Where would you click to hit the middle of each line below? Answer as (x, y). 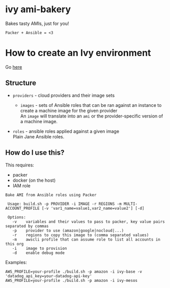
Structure (21, 83)
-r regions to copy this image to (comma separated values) (80, 235)
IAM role (21, 185)
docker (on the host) (34, 180)
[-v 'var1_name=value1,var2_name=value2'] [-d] (93, 208)
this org (15, 244)
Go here (14, 67)
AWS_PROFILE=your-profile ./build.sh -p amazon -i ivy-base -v (74, 271)
